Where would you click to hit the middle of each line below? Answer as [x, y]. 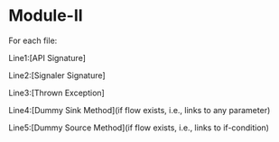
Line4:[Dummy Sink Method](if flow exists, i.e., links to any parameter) [139, 110]
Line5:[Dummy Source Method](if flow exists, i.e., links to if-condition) [139, 128]
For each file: [33, 40]
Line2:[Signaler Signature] [57, 75]
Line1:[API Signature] [47, 58]
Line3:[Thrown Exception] [56, 93]
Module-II [46, 16]
